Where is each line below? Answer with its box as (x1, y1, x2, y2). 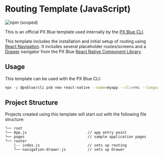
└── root (5, 126, 23, 131)
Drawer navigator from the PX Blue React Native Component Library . (5, 49, 142, 54)
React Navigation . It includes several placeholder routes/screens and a (5, 43, 147, 49)
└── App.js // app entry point (5, 130, 127, 135)
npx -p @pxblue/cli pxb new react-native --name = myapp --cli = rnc (5, 85, 140, 90)
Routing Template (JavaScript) (5, 3, 131, 15)
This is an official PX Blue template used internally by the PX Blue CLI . (5, 29, 145, 35)
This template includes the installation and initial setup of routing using (5, 38, 147, 44)
